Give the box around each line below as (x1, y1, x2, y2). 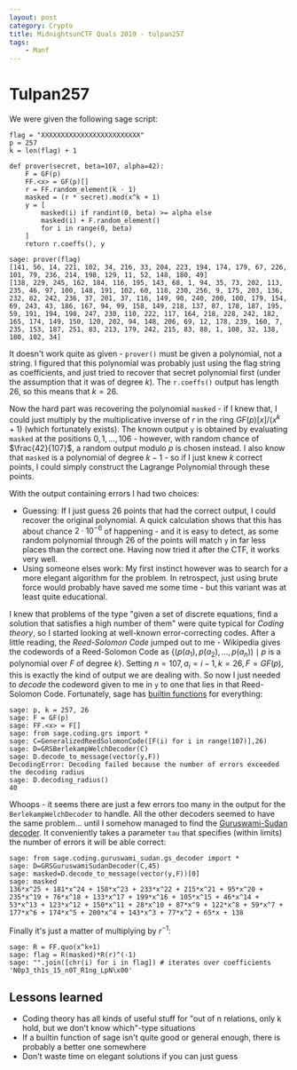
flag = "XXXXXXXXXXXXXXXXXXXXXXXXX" (9, 131, 145, 140)
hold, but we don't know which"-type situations (21, 1023, 196, 1034)
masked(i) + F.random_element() (41, 217, 161, 226)
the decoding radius (9, 767, 86, 777)
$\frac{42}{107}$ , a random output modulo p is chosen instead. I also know (9, 442, 285, 453)
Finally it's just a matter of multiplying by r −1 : (9, 923, 171, 936)
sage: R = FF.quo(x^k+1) (9, 942, 101, 951)
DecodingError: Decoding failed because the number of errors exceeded (9, 760, 279, 769)
